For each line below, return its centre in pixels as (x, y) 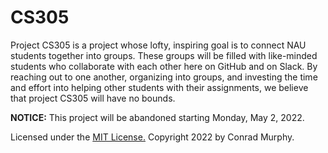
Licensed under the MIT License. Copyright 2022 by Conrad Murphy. (152, 137)
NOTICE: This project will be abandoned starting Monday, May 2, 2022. (157, 117)
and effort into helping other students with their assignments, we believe (159, 87)
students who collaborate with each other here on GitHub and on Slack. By (164, 66)
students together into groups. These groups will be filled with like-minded (164, 55)
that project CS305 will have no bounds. (93, 98)
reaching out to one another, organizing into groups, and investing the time (164, 77)
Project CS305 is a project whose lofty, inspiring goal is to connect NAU (158, 45)
